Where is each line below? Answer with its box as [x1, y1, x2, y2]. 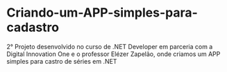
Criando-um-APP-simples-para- [6, 5, 199, 21]
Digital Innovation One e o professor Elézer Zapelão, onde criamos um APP [6, 50, 221, 58]
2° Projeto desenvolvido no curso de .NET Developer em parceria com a [6, 42, 213, 51]
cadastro [6, 19, 60, 35]
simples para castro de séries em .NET [6, 57, 117, 65]
